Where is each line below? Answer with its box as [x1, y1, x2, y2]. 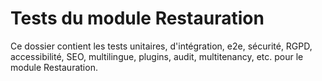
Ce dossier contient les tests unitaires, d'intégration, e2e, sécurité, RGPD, [10, 40, 313, 52]
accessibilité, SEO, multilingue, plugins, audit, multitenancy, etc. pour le [10, 50, 304, 62]
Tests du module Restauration [10, 7, 265, 30]
